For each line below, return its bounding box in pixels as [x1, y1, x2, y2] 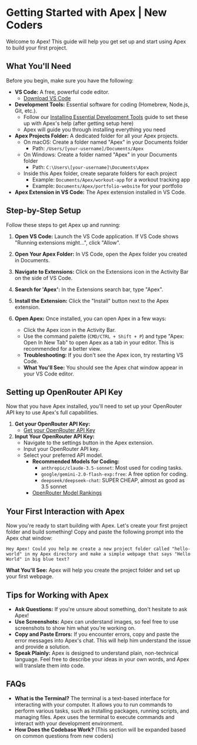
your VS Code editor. [23, 370, 75, 377]
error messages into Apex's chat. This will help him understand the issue [14, 637, 191, 644]
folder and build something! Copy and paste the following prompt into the [6, 528, 183, 536]
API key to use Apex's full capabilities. [6, 409, 99, 416]
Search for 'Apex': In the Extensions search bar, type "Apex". [14, 286, 163, 293]
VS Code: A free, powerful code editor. [14, 88, 110, 95]
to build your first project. [6, 44, 68, 51]
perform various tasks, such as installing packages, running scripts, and [14, 707, 189, 714]
